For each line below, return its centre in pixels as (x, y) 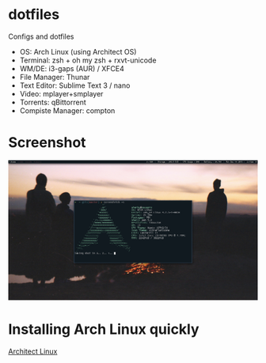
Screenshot (47, 143)
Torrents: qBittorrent (53, 102)
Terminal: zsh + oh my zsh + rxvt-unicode (88, 60)
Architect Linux (33, 351)
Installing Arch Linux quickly (104, 329)
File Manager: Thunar (55, 77)
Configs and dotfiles (41, 36)
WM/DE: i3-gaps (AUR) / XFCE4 (72, 68)
